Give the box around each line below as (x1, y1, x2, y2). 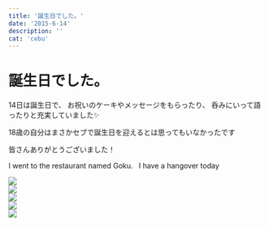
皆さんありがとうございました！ (8, 145, 115, 155)
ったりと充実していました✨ (8, 110, 100, 120)
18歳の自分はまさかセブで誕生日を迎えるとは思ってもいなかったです (8, 127, 236, 138)
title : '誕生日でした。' (8, 11, 84, 20)
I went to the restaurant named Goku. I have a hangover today (8, 161, 219, 171)
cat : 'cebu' (8, 34, 49, 43)
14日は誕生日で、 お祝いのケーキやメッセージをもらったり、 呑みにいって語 (8, 100, 262, 110)
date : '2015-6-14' (8, 19, 71, 28)
